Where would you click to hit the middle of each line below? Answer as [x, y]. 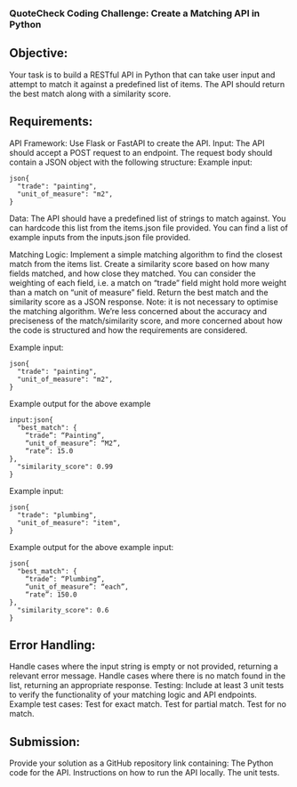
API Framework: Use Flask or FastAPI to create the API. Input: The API [137, 143]
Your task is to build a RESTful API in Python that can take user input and [142, 75]
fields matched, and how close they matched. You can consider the [132, 273]
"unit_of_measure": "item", [69, 523]
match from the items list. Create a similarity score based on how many [139, 264]
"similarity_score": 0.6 [63, 610]
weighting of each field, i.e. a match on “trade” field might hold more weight [148, 282]
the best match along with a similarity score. [90, 93]
